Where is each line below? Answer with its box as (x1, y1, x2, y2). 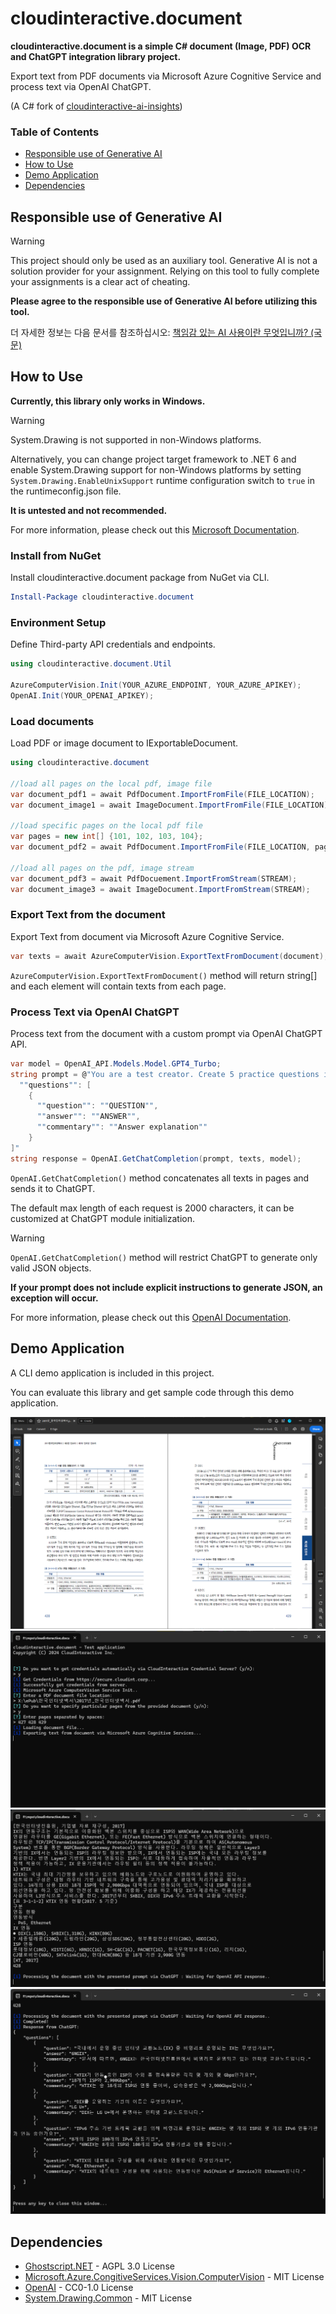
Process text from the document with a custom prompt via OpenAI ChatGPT (10, 1027, 323, 1039)
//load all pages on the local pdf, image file (10, 778, 213, 789)
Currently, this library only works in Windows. (10, 395, 206, 407)
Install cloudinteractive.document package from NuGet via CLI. (10, 572, 270, 584)
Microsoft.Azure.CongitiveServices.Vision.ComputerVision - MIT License (24, 2271, 325, 2283)
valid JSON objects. (10, 1262, 92, 1274)
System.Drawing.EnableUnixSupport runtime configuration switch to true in (10, 474, 315, 486)
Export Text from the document (10, 908, 166, 922)
